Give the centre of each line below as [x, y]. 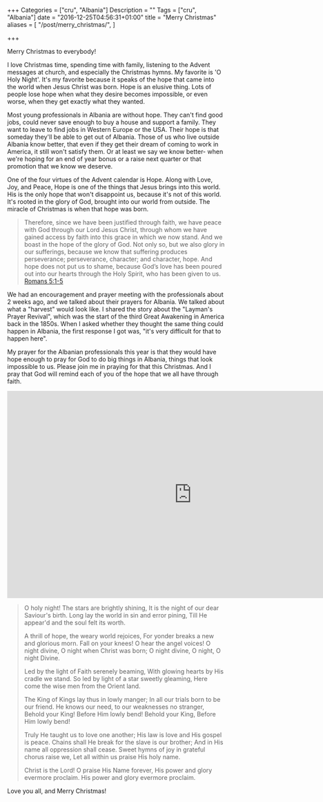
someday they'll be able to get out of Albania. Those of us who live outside [113, 137]
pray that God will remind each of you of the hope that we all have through [113, 374]
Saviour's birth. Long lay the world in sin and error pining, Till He [116, 615]
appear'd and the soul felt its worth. [75, 622]
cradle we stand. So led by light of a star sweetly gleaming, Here [116, 679]
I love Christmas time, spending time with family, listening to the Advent [109, 65]
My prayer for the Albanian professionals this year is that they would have [112, 352]
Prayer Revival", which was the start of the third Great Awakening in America [116, 316]
